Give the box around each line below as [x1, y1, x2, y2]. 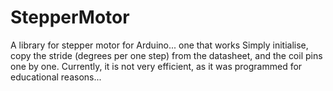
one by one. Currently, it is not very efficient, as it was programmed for [10, 60, 303, 72]
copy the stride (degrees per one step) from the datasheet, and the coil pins [10, 49, 323, 61]
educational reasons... [10, 71, 102, 83]
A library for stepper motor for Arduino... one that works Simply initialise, [10, 39, 309, 51]
